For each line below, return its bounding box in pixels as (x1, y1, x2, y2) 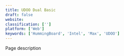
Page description (5, 45, 41, 51)
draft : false (5, 12, 33, 17)
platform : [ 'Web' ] (5, 26, 44, 32)
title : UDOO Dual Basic (5, 7, 56, 13)
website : (5, 17, 24, 22)
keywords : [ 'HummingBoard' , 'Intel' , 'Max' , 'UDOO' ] (5, 31, 120, 36)
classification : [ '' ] (5, 21, 52, 27)
